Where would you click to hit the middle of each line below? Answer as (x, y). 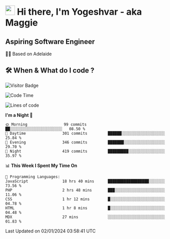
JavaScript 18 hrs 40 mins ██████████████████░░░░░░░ (85, 181)
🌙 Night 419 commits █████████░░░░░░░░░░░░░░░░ (85, 151)
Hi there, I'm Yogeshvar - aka (80, 12)
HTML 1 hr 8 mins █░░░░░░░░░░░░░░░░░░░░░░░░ (85, 208)
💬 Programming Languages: (33, 177)
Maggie (22, 23)
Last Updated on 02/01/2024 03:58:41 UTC (50, 231)
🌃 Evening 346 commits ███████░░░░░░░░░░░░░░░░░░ (85, 142)
